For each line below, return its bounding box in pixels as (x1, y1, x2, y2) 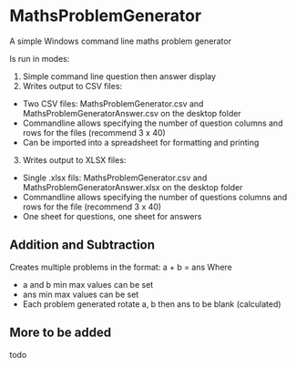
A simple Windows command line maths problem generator (9, 36, 232, 46)
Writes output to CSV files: (22, 80, 123, 91)
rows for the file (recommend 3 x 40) (22, 201, 162, 212)
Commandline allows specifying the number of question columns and (22, 117, 283, 128)
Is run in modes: (9, 53, 70, 64)
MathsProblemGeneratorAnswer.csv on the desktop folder (22, 107, 241, 118)
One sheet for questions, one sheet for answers (22, 210, 202, 221)
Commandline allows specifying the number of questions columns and (22, 191, 288, 202)
